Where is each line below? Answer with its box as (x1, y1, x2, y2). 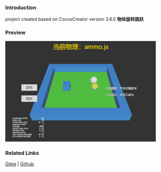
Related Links (5, 149, 39, 156)
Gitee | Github (5, 161, 34, 167)
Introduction (5, 4, 36, 11)
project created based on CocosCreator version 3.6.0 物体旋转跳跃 (5, 16, 144, 22)
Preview (5, 29, 26, 36)
